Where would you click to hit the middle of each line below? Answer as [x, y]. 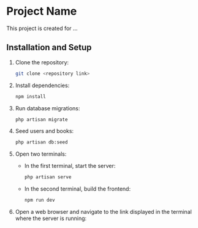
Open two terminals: [41, 154]
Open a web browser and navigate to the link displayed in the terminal [103, 212]
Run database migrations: [48, 108]
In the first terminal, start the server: [70, 166]
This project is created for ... [42, 28]
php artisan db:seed [41, 142]
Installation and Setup [49, 47]
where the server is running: [51, 218]
